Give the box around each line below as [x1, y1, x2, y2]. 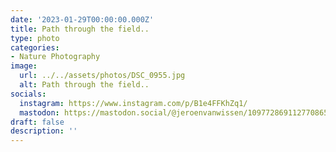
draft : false [10, 117, 65, 127]
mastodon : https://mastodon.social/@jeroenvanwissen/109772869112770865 [19, 107, 329, 118]
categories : [10, 42, 60, 53]
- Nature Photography [10, 52, 101, 62]
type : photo [10, 33, 60, 43]
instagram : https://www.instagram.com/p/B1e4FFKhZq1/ [19, 98, 248, 108]
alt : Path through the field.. [19, 80, 150, 90]
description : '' [10, 126, 78, 136]
